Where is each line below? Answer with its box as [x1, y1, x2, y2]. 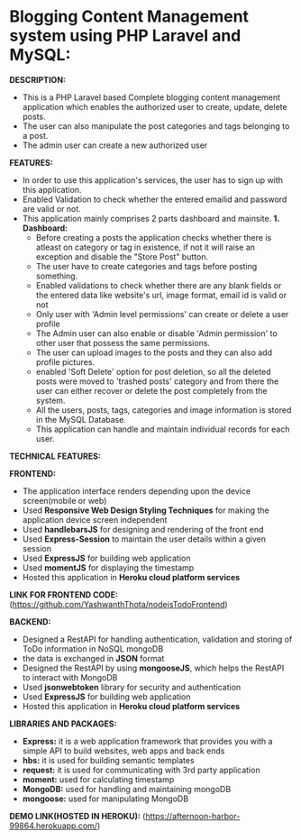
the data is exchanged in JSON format [22, 653, 165, 663]
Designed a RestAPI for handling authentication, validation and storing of [22, 634, 293, 644]
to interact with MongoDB [22, 671, 118, 682]
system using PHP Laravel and [9, 25, 242, 46]
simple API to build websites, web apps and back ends [22, 745, 225, 756]
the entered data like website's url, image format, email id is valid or [35, 289, 287, 300]
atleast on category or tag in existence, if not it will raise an [35, 242, 255, 252]
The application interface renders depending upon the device [22, 485, 251, 497]
